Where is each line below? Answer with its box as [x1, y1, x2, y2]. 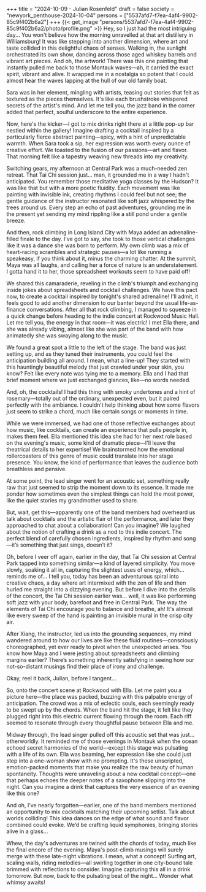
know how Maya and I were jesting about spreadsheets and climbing [6, 650, 180, 657]
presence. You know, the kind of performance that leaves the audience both [6, 459, 199, 466]
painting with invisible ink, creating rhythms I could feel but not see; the [6, 191, 187, 198]
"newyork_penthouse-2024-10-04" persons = [6, 12, 123, 19]
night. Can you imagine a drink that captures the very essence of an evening [6, 783, 199, 790]
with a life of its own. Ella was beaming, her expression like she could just [6, 751, 192, 758]
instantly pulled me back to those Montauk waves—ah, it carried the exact [6, 64, 194, 71]
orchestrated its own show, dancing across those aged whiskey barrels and [6, 51, 197, 58]
